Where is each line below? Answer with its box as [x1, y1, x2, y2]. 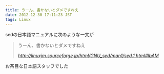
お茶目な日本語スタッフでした [5, 63, 68, 69]
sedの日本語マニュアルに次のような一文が [5, 32, 94, 38]
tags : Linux [5, 17, 31, 22]
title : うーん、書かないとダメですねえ [5, 7, 79, 13]
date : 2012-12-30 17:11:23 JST [5, 12, 72, 17]
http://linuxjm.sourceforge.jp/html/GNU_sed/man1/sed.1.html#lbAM [17, 53, 159, 59]
